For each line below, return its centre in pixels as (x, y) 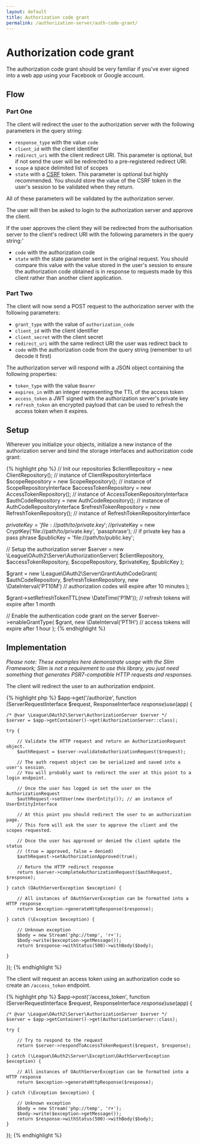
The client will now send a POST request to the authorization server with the (100, 307)
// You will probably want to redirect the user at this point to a (104, 773)
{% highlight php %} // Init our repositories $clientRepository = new (89, 469)
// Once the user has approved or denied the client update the (99, 841)
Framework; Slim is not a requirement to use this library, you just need (93, 668)
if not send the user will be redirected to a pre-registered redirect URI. (101, 161)
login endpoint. (26, 778)
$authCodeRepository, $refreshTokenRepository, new (72, 580)
